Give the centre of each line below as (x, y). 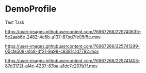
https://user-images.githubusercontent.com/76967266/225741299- (73, 46)
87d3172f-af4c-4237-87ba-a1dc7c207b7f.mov (51, 66)
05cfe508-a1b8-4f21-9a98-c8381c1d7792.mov (52, 51)
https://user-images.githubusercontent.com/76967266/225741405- (73, 60)
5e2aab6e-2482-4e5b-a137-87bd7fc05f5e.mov (53, 37)
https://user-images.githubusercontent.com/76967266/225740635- (73, 31)
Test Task (15, 22)
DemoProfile (31, 9)
